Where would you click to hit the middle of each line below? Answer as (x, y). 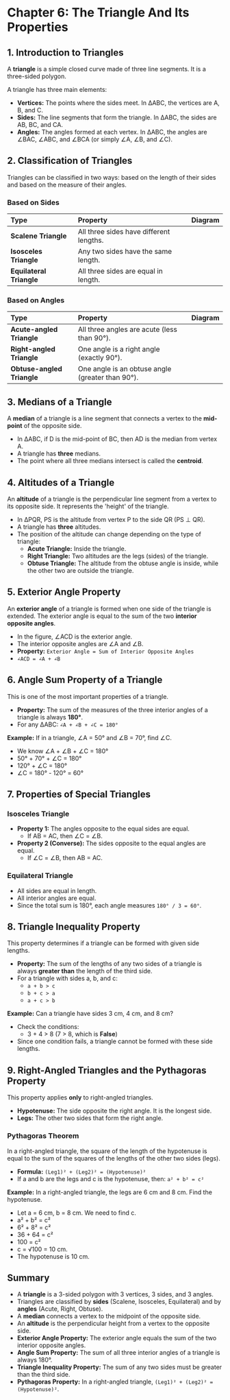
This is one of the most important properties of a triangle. (88, 696)
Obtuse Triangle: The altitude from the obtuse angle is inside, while (123, 563)
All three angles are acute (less (128, 329)
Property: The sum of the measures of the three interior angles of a (113, 710)
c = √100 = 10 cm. (42, 1249)
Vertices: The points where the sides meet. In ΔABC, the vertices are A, (118, 103)
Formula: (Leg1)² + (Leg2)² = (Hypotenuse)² (81, 1172)
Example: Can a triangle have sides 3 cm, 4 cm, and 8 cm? (90, 1014)
